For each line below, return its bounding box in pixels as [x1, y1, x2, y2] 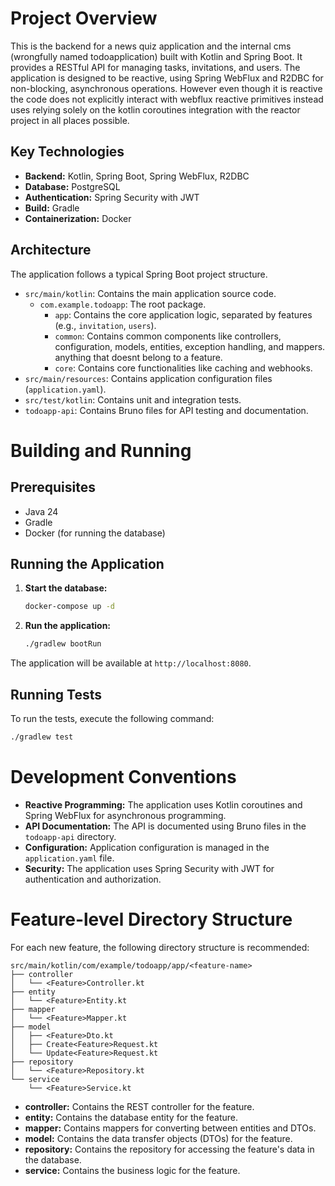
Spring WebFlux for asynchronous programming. [24, 809, 227, 821]
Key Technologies [10, 143, 125, 161]
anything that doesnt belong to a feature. [54, 351, 223, 363]
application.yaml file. [24, 852, 115, 864]
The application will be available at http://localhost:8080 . [10, 657, 252, 669]
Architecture [10, 242, 92, 259]
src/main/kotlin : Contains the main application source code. [24, 287, 277, 299]
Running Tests [10, 686, 102, 703]
